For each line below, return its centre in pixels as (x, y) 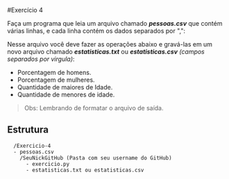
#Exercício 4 (25, 10)
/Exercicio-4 (32, 146)
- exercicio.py (48, 164)
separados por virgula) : (41, 59)
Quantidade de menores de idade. (66, 94)
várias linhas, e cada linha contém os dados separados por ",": (96, 31)
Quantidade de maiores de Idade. (65, 87)
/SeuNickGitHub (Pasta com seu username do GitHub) (96, 158)
